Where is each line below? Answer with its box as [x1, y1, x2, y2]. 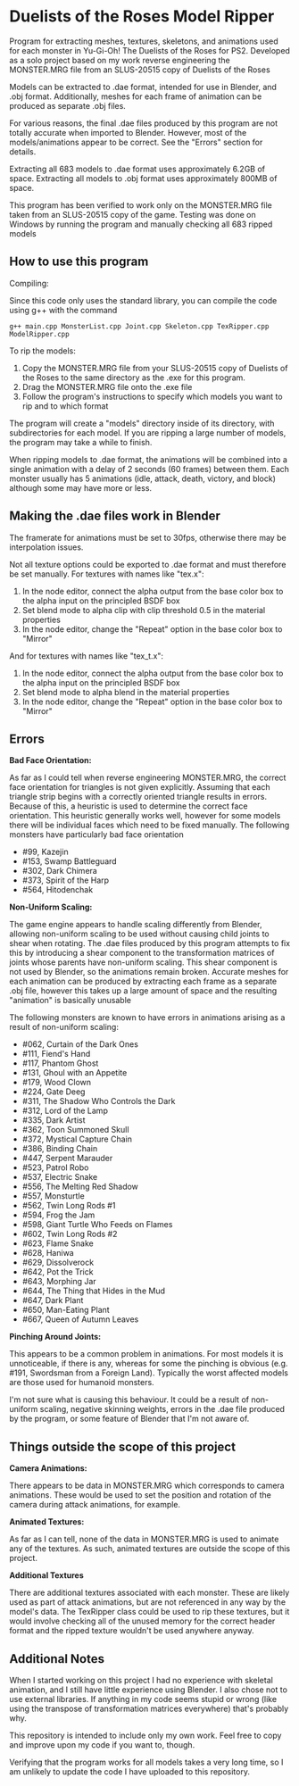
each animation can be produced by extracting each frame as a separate [9, 976, 278, 987]
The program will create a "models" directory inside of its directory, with [9, 418, 275, 428]
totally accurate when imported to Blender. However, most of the [9, 127, 247, 137]
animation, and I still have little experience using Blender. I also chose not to [9, 1684, 288, 1695]
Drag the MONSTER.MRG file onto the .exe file [21, 381, 193, 392]
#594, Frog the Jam [21, 1209, 96, 1220]
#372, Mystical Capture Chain [21, 1134, 132, 1144]
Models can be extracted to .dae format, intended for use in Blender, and [9, 81, 277, 92]
